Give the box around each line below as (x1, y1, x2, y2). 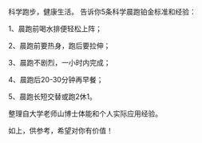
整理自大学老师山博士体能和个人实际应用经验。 (8, 109, 162, 118)
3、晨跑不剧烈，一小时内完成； (8, 58, 111, 67)
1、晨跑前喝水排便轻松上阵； (8, 24, 102, 34)
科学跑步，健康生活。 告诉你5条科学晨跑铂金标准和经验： (8, 7, 197, 16)
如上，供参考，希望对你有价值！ (8, 126, 113, 135)
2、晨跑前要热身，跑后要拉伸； (8, 41, 111, 50)
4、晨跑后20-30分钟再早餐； (8, 75, 104, 84)
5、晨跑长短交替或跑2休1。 (8, 92, 97, 101)
